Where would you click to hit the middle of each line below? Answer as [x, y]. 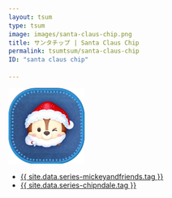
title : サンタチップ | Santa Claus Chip [74, 43]
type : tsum [27, 25]
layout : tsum [30, 17]
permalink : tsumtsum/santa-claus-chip [74, 51]
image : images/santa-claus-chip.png [70, 34]
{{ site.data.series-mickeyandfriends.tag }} [92, 176]
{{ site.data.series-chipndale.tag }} [78, 185]
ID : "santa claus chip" [49, 60]
